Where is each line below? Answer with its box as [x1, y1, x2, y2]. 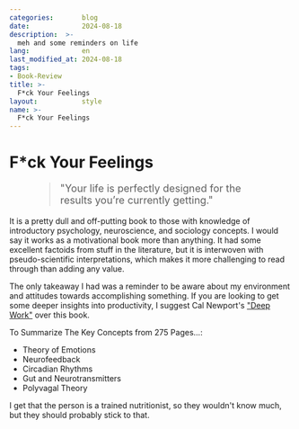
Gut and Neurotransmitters [22, 373, 121, 384]
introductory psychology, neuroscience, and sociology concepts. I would [9, 226, 279, 237]
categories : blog [9, 13, 99, 22]
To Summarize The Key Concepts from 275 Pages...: [9, 327, 204, 338]
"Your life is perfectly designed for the [59, 182, 242, 195]
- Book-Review [9, 72, 63, 81]
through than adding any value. [9, 264, 125, 274]
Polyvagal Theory [22, 383, 88, 394]
